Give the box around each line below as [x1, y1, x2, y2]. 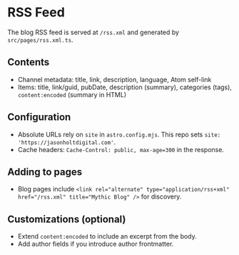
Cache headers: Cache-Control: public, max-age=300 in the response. [17, 145, 225, 154]
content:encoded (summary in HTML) [17, 90, 127, 99]
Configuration [7, 111, 71, 124]
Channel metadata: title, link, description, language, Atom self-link [17, 75, 212, 84]
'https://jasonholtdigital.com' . [17, 137, 116, 146]
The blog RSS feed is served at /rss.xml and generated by [7, 28, 180, 36]
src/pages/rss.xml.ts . [7, 35, 73, 44]
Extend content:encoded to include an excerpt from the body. [17, 232, 198, 241]
